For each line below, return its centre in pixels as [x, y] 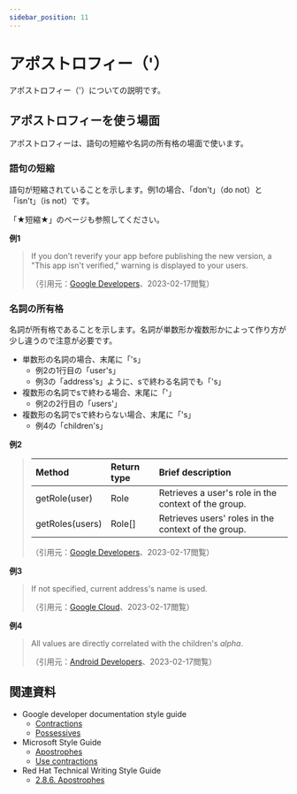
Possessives [58, 733]
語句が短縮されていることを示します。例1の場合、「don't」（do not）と [136, 189]
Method [52, 472]
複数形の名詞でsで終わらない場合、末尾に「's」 [109, 414]
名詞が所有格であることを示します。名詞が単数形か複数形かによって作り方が [148, 329]
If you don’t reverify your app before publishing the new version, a [151, 256]
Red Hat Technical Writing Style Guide [91, 770]
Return [125, 467]
